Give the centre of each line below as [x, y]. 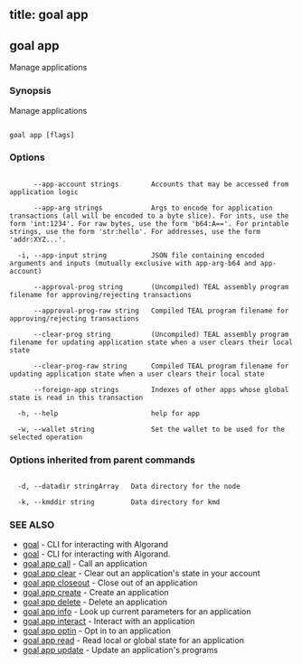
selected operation [46, 437]
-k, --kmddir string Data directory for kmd [119, 502]
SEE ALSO [32, 525]
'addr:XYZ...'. [38, 239]
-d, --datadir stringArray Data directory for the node [129, 487]
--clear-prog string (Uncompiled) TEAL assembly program [161, 334]
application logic [44, 192]
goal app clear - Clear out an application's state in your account [141, 574]
